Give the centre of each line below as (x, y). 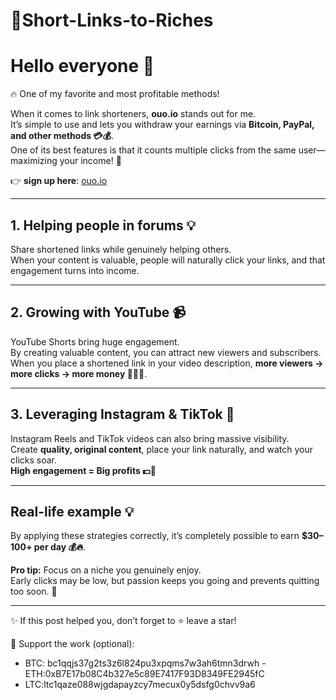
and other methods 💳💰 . (62, 136)
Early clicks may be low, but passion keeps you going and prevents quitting (165, 581)
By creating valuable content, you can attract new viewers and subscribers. (166, 352)
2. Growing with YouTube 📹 (98, 312)
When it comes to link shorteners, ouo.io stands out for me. (133, 114)
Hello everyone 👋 (82, 66)
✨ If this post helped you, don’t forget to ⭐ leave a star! (123, 621)
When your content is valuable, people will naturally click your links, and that (168, 260)
